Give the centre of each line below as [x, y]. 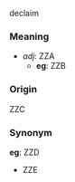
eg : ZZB [51, 66]
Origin [23, 90]
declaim [24, 13]
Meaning [29, 36]
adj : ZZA [38, 56]
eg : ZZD [24, 152]
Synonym [31, 132]
